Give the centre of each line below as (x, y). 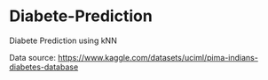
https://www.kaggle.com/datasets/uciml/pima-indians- (158, 57)
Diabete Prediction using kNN (63, 40)
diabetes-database (44, 67)
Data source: (32, 57)
